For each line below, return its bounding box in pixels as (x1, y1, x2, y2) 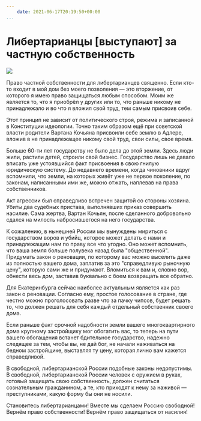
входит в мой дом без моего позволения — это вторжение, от (13, 85, 173, 92)
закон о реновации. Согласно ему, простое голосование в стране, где (6, 290, 187, 297)
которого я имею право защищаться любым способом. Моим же (6, 91, 174, 99)
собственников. (6, 185, 47, 192)
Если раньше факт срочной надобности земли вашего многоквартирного (6, 321, 195, 328)
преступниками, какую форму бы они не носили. (6, 390, 133, 397)
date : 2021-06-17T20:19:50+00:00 (17, 8, 101, 15)
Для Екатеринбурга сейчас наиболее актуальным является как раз (6, 283, 180, 291)
